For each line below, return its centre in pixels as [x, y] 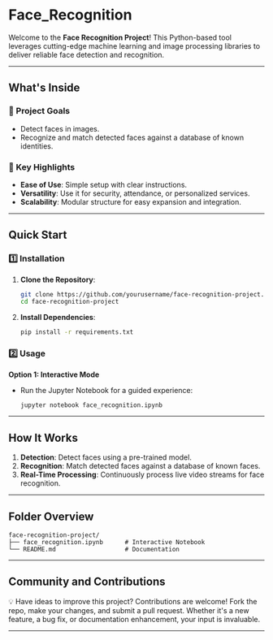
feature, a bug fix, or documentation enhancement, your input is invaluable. [134, 619]
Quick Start [38, 235]
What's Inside [44, 88]
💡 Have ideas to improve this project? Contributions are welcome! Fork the [133, 601]
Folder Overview [51, 516]
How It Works [43, 437]
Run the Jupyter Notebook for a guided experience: [106, 390]
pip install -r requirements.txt [77, 332]
